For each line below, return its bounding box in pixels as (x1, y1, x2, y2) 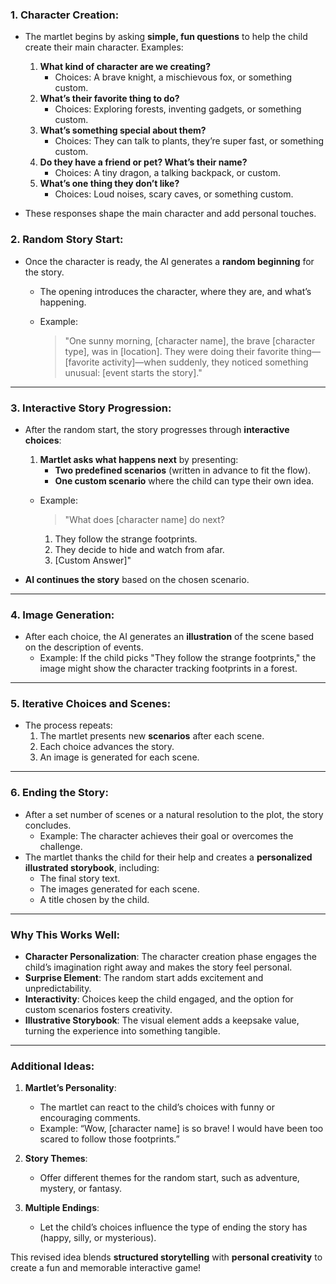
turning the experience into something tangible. (24, 1025, 221, 1037)
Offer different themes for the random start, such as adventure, (39, 1172, 300, 1184)
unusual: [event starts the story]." (64, 366, 203, 378)
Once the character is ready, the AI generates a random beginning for (24, 255, 315, 267)
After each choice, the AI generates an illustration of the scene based (24, 631, 315, 643)
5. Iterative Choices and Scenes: (10, 697, 172, 711)
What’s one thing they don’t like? (39, 178, 180, 190)
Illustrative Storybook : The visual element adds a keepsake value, (24, 1014, 300, 1027)
